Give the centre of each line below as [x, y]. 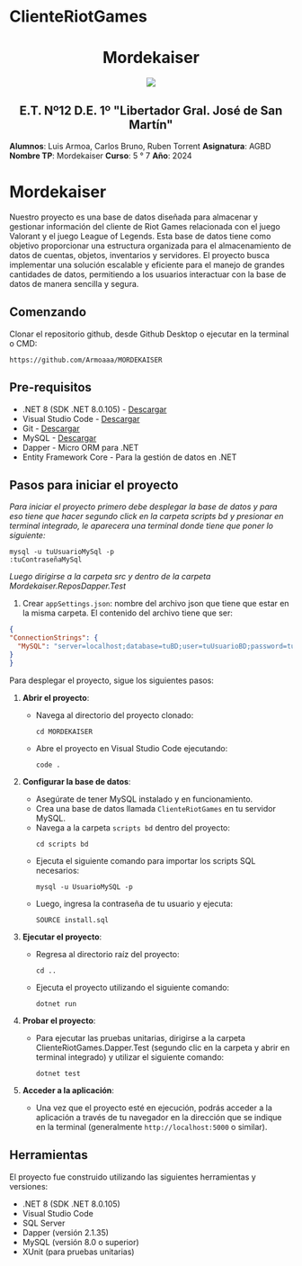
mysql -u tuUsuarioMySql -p [62, 552]
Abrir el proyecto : [56, 697]
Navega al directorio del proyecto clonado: [115, 715]
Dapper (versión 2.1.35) [66, 1232]
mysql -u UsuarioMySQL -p [84, 887]
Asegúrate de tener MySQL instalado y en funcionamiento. [144, 799]
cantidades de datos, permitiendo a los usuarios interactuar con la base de [148, 274]
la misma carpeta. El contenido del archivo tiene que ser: [128, 613]
